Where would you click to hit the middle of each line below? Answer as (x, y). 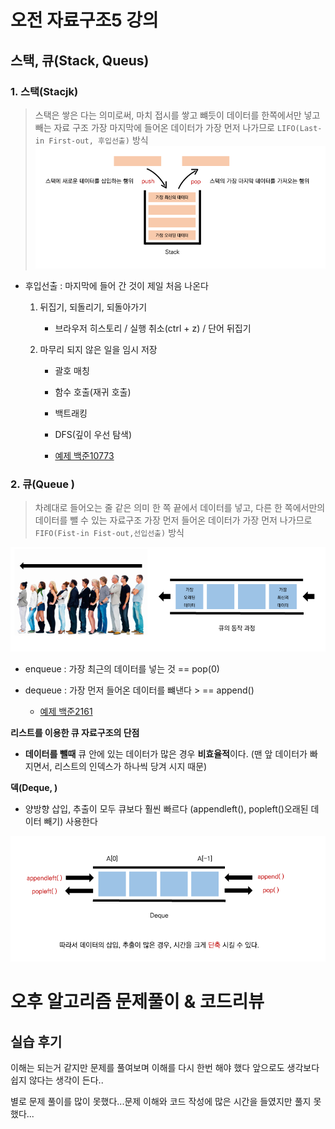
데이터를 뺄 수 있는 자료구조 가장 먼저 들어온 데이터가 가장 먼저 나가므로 (173, 520)
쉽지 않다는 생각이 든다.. (57, 1080)
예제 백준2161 (66, 712)
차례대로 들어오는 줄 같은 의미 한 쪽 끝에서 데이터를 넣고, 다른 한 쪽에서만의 (180, 508)
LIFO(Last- (299, 128)
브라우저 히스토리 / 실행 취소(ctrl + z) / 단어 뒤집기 (153, 328)
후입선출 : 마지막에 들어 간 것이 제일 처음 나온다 (116, 286)
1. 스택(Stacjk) (44, 91)
